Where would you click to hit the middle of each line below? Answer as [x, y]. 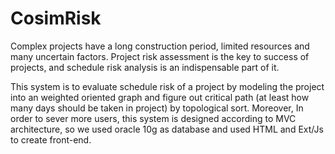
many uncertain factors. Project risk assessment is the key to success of [160, 56]
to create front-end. [51, 139]
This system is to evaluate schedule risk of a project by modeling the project [167, 86]
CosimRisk [56, 18]
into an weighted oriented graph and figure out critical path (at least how [160, 97]
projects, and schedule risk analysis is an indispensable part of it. [145, 67]
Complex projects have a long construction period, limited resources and [160, 46]
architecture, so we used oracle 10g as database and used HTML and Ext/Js [167, 129]
